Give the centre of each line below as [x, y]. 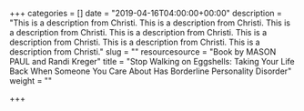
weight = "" [31, 81]
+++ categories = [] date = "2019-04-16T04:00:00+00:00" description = [146, 13]
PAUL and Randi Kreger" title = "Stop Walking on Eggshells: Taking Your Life [152, 61]
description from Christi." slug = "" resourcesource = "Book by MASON [143, 52]
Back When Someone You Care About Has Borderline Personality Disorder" [151, 71]
